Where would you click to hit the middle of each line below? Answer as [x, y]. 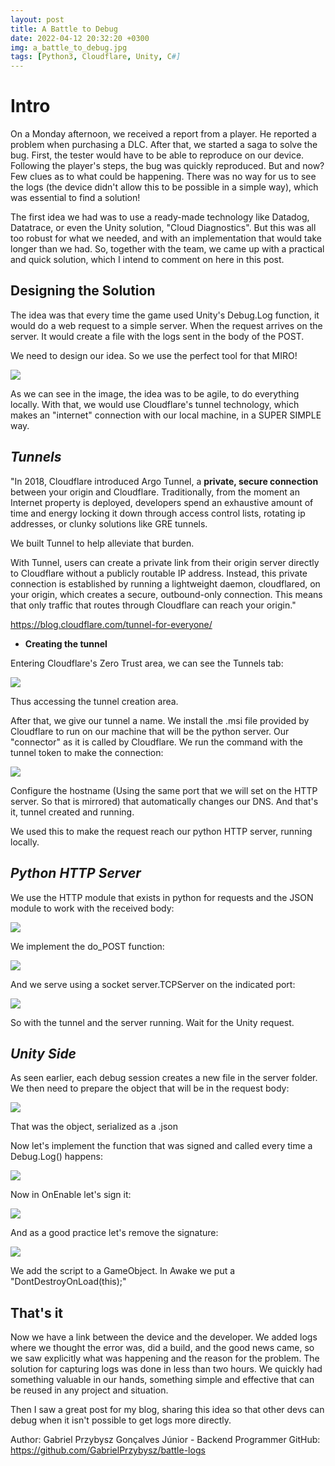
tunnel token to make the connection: [87, 752]
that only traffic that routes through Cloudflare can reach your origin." [153, 605]
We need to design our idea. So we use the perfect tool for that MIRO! [154, 355]
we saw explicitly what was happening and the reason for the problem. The [165, 1358]
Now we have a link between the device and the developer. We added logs [164, 1337]
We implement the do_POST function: [87, 946]
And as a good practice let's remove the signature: [114, 1233]
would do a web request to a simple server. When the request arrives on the [166, 325]
